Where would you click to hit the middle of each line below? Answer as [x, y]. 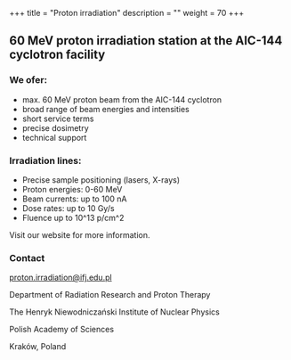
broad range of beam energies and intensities [105, 109]
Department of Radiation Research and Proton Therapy [110, 295]
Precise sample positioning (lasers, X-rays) [101, 180]
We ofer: [28, 80]
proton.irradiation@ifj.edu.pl [61, 278]
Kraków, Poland [38, 347]
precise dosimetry [55, 127]
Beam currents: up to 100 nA [74, 199]
